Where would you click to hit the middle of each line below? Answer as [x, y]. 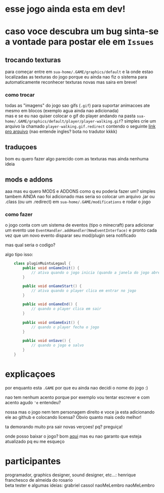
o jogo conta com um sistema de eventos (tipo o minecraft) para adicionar [80, 225]
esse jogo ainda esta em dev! [65, 9]
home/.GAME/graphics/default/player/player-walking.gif [63, 122]
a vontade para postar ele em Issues [80, 42]
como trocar [20, 95]
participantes [33, 461]
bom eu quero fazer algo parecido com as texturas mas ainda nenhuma [77, 159]
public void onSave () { [47, 341]
